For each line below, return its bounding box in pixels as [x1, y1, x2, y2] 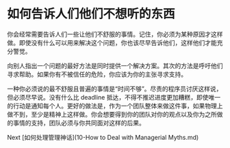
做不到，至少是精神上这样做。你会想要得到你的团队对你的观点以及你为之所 [7, 110, 217, 118]
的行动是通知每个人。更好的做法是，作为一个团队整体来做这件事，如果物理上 [7, 102, 223, 110]
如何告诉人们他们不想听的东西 [7, 6, 176, 22]
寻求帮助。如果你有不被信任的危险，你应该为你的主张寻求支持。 [7, 70, 187, 78]
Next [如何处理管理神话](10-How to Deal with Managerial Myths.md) [7, 133, 199, 141]
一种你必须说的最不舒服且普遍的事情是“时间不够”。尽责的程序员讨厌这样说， [7, 85, 222, 93]
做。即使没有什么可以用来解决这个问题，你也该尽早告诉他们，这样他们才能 [7, 38, 217, 46]
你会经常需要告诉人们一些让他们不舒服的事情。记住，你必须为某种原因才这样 [7, 30, 223, 38]
